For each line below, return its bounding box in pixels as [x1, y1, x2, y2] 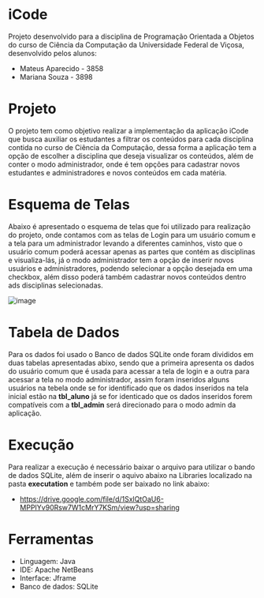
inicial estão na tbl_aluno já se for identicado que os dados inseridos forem [8, 391, 253, 401]
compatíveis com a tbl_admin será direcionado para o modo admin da [8, 400, 236, 409]
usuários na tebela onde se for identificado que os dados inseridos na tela [8, 383, 249, 393]
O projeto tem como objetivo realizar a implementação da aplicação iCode [8, 126, 249, 135]
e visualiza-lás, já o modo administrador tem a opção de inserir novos [8, 255, 234, 265]
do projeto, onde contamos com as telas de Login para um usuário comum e [8, 230, 256, 239]
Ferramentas [8, 530, 95, 548]
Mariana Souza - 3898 [19, 72, 93, 81]
